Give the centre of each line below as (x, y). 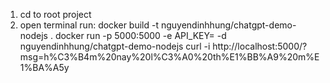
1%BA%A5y (44, 67)
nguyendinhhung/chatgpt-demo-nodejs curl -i (115, 46)
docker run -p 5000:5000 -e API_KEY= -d (140, 35)
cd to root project (55, 14)
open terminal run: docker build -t (89, 25)
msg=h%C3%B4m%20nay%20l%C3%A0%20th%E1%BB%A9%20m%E (169, 57)
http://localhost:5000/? (260, 46)
